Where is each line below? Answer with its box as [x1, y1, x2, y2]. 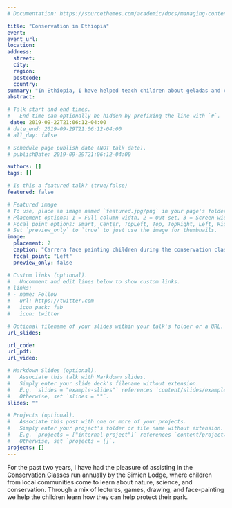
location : [7, 42, 36, 49]
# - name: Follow [7, 291, 57, 298]
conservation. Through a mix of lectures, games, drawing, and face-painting [7, 485, 224, 493]
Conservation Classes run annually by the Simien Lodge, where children [7, 471, 213, 479]
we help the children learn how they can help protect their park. [7, 493, 188, 501]
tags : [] [7, 170, 32, 177]
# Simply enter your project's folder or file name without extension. [7, 425, 224, 432]
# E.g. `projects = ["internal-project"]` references [7, 431, 171, 438]
